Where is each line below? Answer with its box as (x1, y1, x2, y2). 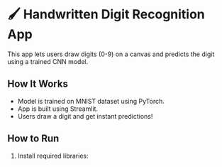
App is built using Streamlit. (17, 104, 98, 113)
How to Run (7, 133, 60, 145)
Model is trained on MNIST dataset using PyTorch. (17, 97, 165, 105)
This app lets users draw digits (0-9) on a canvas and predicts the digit (7, 50, 215, 58)
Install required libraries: (17, 151, 89, 160)
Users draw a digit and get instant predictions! (17, 112, 153, 120)
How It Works (7, 78, 69, 90)
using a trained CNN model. (7, 57, 89, 65)
